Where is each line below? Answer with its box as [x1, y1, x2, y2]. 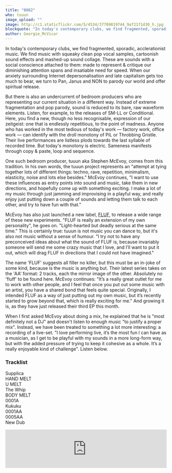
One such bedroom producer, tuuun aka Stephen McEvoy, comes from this [5, 158, 163, 164]
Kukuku [5, 403, 21, 409]
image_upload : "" [5, 17, 42, 22]
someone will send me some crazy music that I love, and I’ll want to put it [5, 244, 160, 250]
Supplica [5, 370, 24, 377]
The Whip [5, 387, 26, 393]
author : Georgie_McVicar [5, 31, 58, 36]
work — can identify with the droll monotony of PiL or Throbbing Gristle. [5, 132, 157, 137]
